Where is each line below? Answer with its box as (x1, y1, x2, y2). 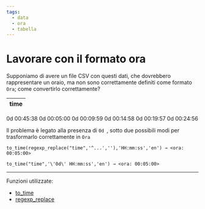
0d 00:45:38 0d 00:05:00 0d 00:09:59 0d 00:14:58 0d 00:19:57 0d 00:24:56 (6, 115, 198, 122)
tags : (6, 9, 20, 15)
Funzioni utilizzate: (6, 177, 54, 185)
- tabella (12, 26, 37, 32)
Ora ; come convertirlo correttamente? (6, 85, 101, 93)
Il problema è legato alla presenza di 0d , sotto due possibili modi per (6, 127, 180, 134)
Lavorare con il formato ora (6, 52, 146, 66)
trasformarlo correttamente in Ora (6, 133, 90, 141)
